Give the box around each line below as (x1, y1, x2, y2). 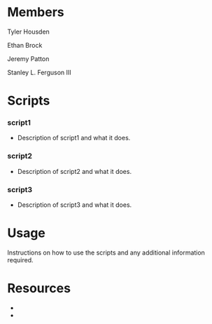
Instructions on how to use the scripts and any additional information (7, 248, 205, 257)
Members (7, 4, 64, 20)
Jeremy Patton (7, 54, 50, 63)
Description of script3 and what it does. (17, 201, 132, 209)
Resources (7, 281, 71, 297)
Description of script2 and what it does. (17, 167, 132, 175)
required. (7, 255, 34, 264)
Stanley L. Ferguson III (7, 68, 71, 76)
